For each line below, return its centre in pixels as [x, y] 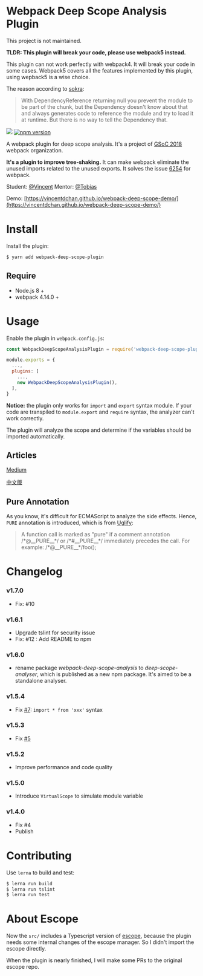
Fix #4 [23, 825]
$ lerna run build [29, 883]
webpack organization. [35, 150]
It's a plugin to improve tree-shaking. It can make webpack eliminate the [98, 162]
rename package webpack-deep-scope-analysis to [79, 668]
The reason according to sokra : [45, 88]
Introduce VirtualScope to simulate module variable [79, 796]
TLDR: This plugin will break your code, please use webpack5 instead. [96, 52]
